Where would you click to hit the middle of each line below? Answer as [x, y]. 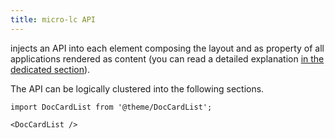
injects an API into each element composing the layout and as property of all [167, 48]
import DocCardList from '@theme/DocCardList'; [111, 107]
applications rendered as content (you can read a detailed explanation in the [167, 58]
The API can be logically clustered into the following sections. [137, 88]
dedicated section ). [50, 69]
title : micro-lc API [53, 19]
